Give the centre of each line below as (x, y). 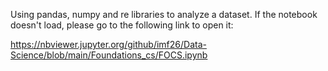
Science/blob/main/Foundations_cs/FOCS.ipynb (109, 55)
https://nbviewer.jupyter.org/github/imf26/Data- (108, 44)
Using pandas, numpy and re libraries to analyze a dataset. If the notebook (164, 14)
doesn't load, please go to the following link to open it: (122, 25)
